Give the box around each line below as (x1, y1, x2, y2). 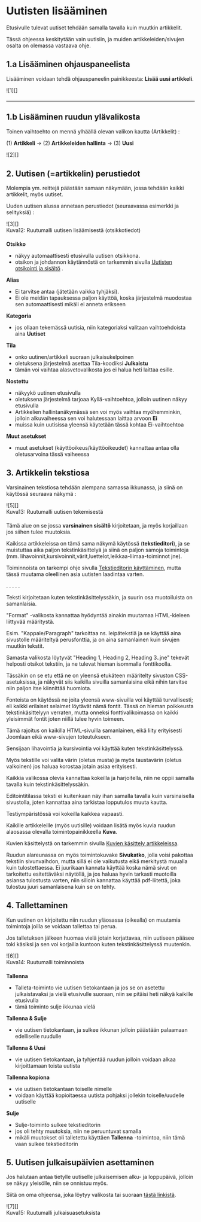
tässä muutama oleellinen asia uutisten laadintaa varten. (6, 570, 145, 578)
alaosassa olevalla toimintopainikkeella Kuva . (6, 828, 118, 835)
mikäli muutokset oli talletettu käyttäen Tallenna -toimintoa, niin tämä (14, 1133, 185, 1141)
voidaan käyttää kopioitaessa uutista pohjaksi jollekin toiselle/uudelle (14, 1092, 185, 1099)
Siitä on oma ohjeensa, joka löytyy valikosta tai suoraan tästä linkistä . (6, 1191, 176, 1199)
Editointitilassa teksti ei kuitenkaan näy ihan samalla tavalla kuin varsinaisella (6, 792, 194, 799)
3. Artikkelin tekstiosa (6, 468, 90, 478)
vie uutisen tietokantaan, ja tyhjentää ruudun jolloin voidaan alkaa (14, 1056, 176, 1063)
